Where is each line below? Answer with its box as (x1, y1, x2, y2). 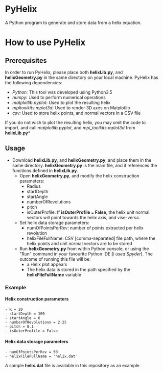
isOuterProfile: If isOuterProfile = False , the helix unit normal (26, 209, 150, 215)
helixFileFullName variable (26, 272, 82, 277)
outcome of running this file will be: (19, 256, 91, 262)
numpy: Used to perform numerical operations (12, 94, 106, 100)
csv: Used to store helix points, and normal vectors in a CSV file (12, 110, 141, 116)
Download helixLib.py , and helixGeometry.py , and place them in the (12, 157, 152, 163)
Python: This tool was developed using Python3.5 (12, 89, 113, 95)
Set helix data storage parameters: (19, 220, 90, 225)
